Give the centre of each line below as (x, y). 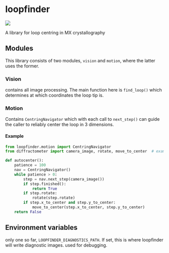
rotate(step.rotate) (54, 198)
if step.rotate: (40, 193)
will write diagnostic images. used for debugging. (56, 245)
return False (28, 212)
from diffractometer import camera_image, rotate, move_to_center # (80, 151)
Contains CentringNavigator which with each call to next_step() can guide (82, 119)
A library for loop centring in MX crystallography (55, 32)
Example (15, 136)
